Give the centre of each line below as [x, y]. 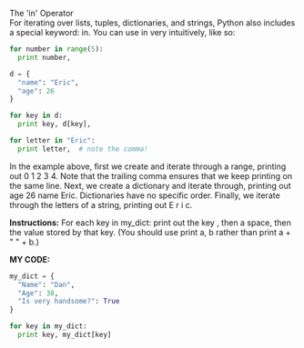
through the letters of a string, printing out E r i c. [101, 204]
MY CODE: [30, 259]
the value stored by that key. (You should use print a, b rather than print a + [150, 232]
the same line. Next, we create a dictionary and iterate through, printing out [150, 185]
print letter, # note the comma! [83, 149]
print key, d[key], [55, 124]
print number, [44, 57]
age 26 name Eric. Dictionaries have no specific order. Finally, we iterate [145, 195]
